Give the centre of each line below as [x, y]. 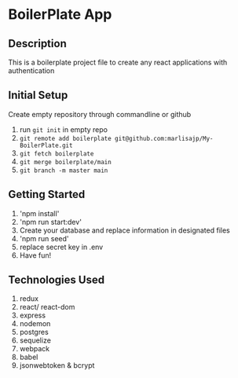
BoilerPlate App [60, 15]
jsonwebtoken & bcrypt [57, 365]
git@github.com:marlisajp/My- [164, 138]
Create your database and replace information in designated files [124, 230]
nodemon [35, 324]
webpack [34, 349]
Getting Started [47, 195]
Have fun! [35, 255]
